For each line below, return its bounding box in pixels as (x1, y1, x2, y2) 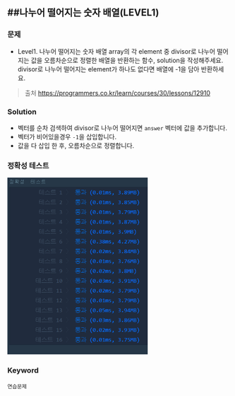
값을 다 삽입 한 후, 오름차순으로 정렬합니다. (17, 141, 135, 150)
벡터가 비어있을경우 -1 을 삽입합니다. (17, 132, 117, 141)
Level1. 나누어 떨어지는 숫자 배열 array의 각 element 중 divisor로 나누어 (17, 47, 216, 55)
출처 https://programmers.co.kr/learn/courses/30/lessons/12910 (24, 88, 210, 97)
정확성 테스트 (7, 161, 49, 170)
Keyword (7, 366, 39, 375)
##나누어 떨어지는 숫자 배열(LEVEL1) (7, 6, 159, 19)
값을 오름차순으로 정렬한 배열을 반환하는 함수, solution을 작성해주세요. (30, 56, 224, 64)
